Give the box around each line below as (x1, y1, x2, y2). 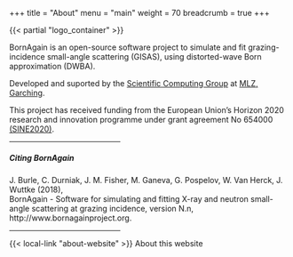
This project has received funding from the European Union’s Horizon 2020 (9, 105, 284, 115)
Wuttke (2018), (9, 184, 64, 195)
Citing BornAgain (9, 152, 75, 163)
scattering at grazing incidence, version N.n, (31, 203, 194, 213)
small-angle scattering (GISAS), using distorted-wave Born (47, 52, 262, 61)
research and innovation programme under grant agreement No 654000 (9, 115, 273, 124)
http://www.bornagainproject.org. (9, 213, 132, 223)
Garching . (9, 88, 45, 98)
